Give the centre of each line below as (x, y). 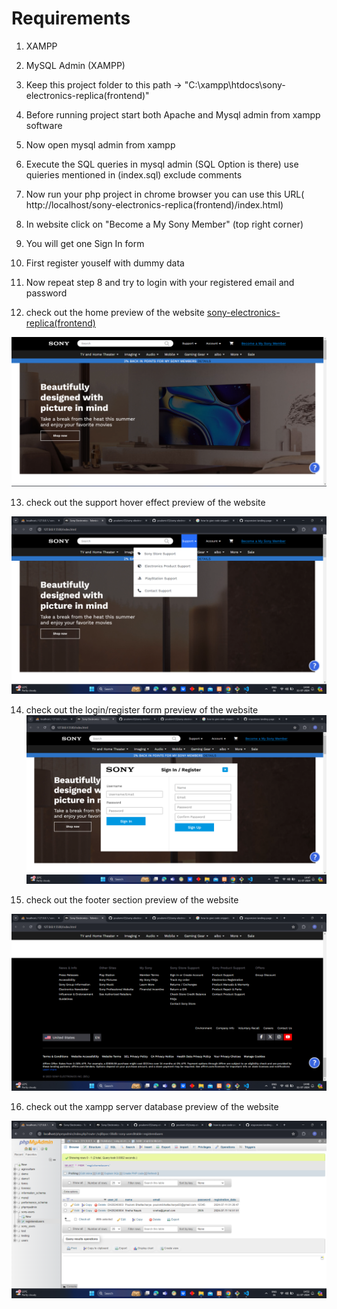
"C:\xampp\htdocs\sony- (235, 84)
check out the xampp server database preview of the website (152, 1107)
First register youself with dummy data (105, 263)
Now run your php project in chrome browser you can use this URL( (165, 194)
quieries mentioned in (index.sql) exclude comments (134, 174)
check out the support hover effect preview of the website (145, 503)
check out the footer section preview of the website (132, 899)
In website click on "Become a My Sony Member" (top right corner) (164, 224)
